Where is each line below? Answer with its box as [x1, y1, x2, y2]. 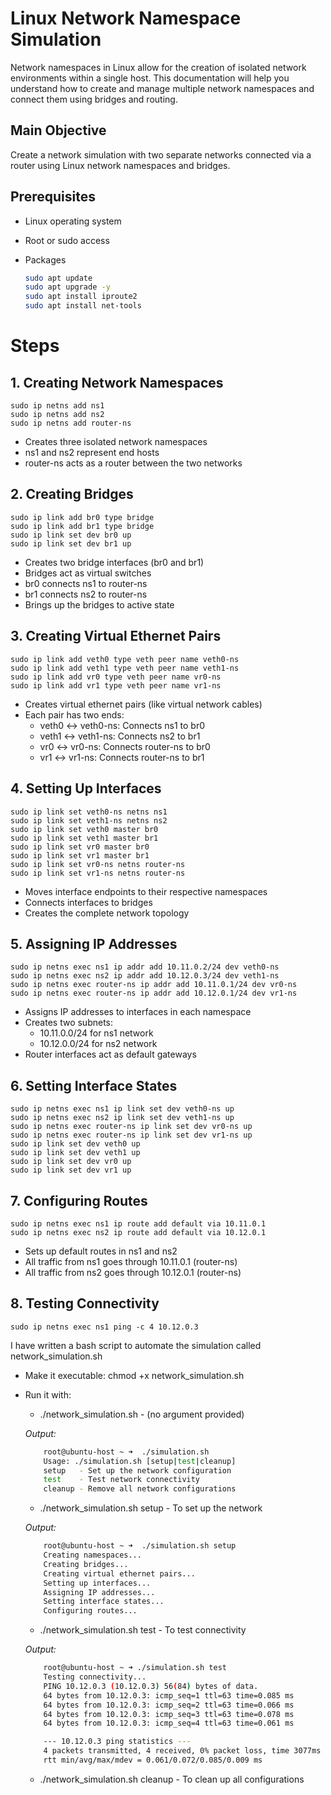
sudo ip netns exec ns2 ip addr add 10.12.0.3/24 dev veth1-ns [10, 971, 280, 981]
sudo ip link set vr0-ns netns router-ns [10, 859, 186, 869]
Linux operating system [24, 215, 122, 227]
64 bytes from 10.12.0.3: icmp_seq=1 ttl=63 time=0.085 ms [43, 1690, 295, 1701]
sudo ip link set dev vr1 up [10, 1165, 132, 1176]
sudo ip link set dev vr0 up [10, 1157, 132, 1167]
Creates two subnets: [24, 1017, 114, 1029]
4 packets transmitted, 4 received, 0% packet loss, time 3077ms [43, 1746, 322, 1756]
